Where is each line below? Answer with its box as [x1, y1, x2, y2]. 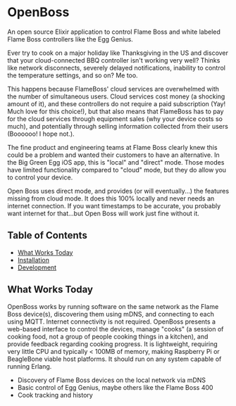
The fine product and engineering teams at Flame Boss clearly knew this [7, 143, 218, 151]
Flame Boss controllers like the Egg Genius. [7, 34, 134, 43]
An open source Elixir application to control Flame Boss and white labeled [7, 27, 221, 36]
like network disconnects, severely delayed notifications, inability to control [7, 63, 225, 72]
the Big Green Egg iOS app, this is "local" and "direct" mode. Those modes [7, 158, 225, 166]
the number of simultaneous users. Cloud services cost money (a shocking [7, 92, 225, 101]
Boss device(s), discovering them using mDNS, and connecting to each [7, 310, 215, 318]
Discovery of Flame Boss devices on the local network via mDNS [17, 376, 206, 384]
